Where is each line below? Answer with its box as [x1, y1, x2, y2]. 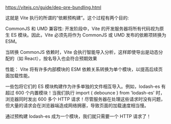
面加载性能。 [5, 73, 32, 78]
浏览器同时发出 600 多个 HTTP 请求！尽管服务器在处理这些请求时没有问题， [5, 96, 165, 102]
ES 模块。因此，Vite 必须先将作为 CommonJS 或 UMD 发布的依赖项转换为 [11, 32, 166, 38]
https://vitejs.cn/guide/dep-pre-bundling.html [5, 5, 101, 10]
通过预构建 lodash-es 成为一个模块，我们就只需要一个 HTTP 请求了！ [5, 113, 152, 119]
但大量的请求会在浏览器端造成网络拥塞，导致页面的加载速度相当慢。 [5, 103, 149, 108]
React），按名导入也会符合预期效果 [24, 55, 97, 61]
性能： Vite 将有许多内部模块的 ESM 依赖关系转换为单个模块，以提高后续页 [5, 66, 163, 72]
